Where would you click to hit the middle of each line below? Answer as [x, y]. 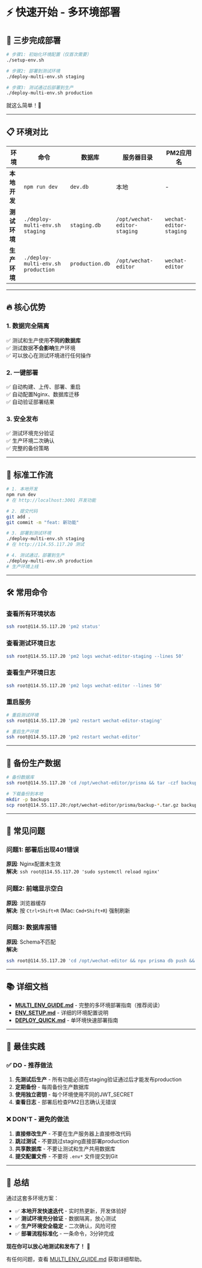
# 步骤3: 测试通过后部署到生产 [40, 87]
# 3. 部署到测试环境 [29, 533]
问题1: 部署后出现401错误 [43, 850]
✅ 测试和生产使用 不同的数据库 [44, 340]
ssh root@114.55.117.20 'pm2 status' [54, 627]
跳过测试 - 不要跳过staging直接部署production [72, 1141]
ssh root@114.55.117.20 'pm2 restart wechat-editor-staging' [84, 721]
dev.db [79, 187]
